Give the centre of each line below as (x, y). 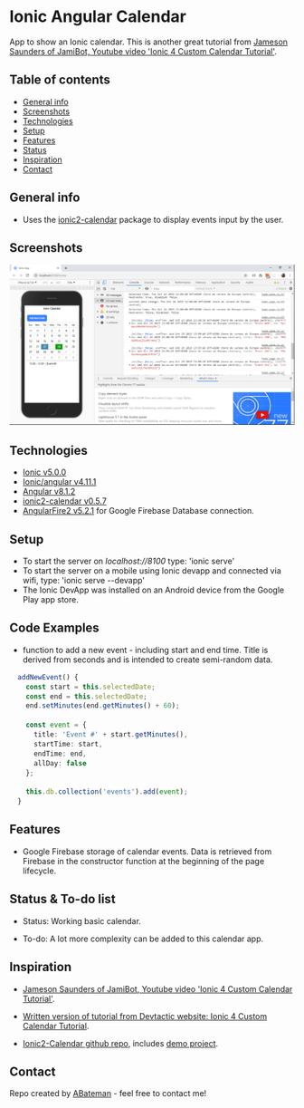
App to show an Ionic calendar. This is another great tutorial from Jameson (148, 42)
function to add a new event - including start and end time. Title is (145, 650)
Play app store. (50, 599)
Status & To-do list (62, 899)
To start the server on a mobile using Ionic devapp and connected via (152, 571)
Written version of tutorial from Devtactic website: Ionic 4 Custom (145, 1016)
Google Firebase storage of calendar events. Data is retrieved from (147, 851)
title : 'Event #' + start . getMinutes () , (110, 735)
